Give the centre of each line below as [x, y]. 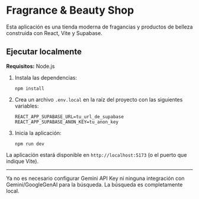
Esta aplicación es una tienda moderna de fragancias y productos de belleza [99, 27]
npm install [29, 89]
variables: [27, 106]
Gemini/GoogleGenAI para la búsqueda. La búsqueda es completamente [94, 184]
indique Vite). [23, 161]
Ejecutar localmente [44, 52]
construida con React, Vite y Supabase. [54, 33]
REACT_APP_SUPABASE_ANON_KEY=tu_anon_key [66, 122]
